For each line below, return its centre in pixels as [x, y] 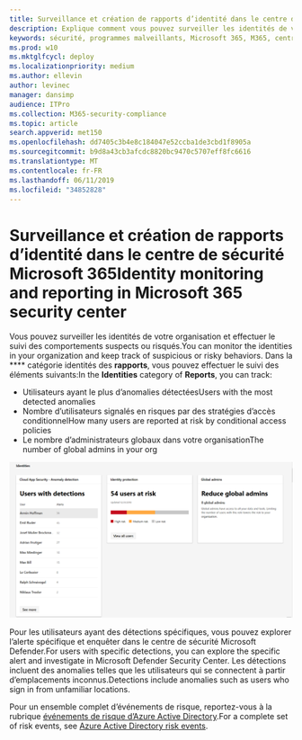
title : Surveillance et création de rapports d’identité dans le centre [148, 19]
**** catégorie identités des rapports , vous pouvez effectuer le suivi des [144, 365]
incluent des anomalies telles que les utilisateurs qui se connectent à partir [147, 671]
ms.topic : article [44, 123]
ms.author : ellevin [46, 76]
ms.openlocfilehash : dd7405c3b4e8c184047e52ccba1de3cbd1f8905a [130, 143]
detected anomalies [59, 402]
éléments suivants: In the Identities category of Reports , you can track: [141, 375]
